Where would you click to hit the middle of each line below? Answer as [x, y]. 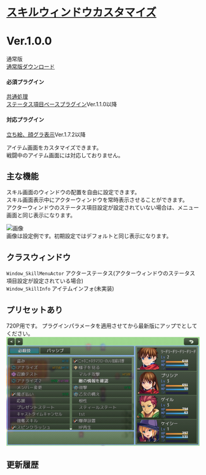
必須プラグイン [25, 82]
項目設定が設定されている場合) [45, 281]
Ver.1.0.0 [29, 41]
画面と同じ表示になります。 [41, 215]
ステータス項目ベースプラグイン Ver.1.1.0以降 [62, 104]
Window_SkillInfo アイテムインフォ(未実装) [60, 289]
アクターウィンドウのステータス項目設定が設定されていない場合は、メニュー [103, 208]
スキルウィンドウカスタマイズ [82, 13]
